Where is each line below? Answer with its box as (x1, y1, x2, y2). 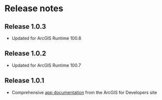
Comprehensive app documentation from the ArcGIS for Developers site (11, 89, 157, 95)
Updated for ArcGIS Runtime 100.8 (11, 35, 81, 41)
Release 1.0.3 (4, 22, 46, 31)
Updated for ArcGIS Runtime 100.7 (11, 62, 81, 68)
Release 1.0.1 (4, 77, 45, 85)
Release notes (4, 3, 64, 14)
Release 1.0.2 (4, 49, 46, 58)
